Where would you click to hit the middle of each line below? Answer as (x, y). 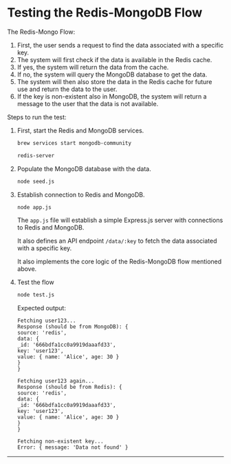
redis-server (36, 155)
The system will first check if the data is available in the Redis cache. (114, 59)
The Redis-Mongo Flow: (41, 32)
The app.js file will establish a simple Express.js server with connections (120, 220)
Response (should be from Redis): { (69, 387)
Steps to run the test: (37, 117)
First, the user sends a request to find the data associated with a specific (120, 45)
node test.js (36, 295)
